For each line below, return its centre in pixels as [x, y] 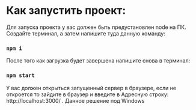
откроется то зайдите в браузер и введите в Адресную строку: [87, 94]
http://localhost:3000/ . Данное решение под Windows [75, 100]
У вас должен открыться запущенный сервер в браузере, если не [91, 88]
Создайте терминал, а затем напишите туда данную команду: [86, 33]
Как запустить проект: [66, 11]
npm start [20, 75]
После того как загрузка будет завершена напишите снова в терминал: [98, 61]
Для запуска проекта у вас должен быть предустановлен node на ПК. [96, 27]
